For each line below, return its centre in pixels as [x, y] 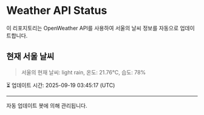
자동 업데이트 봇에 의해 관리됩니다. [47, 105]
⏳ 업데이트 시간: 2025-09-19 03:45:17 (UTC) [61, 85]
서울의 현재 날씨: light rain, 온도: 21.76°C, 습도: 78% [83, 72]
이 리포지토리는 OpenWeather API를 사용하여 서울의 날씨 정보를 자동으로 [93, 28]
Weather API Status [57, 11]
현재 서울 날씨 [30, 57]
